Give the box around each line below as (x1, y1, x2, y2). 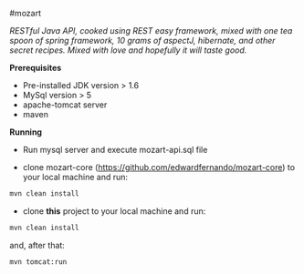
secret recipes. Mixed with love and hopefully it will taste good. (9, 45, 247, 56)
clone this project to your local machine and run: (22, 205, 206, 217)
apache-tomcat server (22, 99, 108, 110)
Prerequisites (9, 63, 62, 73)
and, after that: (9, 239, 66, 250)
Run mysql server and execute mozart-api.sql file (22, 145, 208, 155)
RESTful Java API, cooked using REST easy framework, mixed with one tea (9, 25, 293, 36)
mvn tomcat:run (9, 257, 68, 267)
